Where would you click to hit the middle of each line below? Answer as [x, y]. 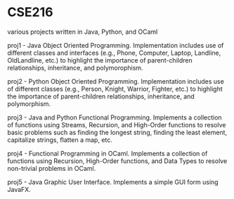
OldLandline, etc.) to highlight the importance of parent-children [100, 60]
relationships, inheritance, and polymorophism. [75, 68]
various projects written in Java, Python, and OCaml [83, 32]
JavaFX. [19, 189]
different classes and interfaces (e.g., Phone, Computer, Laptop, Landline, [114, 53]
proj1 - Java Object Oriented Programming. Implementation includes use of [116, 45]
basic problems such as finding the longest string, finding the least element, [117, 132]
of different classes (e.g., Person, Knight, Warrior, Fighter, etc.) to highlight [115, 89]
